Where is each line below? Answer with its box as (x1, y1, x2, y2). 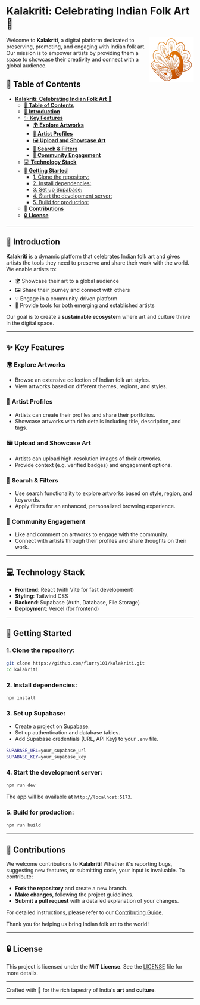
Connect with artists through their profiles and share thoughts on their (14, 537, 186, 545)
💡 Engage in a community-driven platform (14, 294, 118, 302)
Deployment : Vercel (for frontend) (14, 605, 99, 613)
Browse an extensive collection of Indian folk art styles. (14, 376, 151, 383)
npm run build (6, 822, 42, 828)
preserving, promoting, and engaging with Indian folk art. (6, 43, 146, 50)
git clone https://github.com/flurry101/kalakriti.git (6, 660, 145, 666)
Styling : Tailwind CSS (14, 592, 68, 600)
